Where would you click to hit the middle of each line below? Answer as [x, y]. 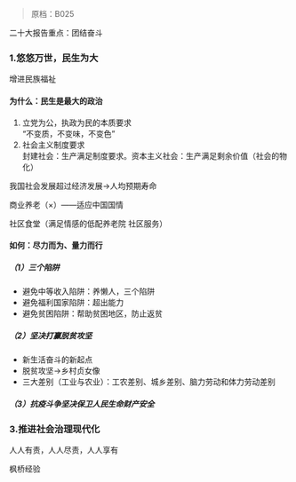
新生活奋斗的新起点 [57, 360]
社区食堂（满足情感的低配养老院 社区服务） [88, 223]
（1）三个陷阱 [35, 267]
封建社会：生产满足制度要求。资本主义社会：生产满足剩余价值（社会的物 [154, 155]
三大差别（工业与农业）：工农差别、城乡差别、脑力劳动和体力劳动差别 [148, 382]
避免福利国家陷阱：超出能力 [73, 303]
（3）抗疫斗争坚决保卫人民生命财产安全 [82, 404]
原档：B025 [52, 14]
